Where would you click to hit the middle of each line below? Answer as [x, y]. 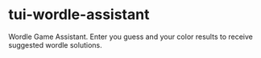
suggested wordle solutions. [55, 44]
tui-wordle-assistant [79, 15]
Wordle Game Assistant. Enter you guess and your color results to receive [131, 37]
